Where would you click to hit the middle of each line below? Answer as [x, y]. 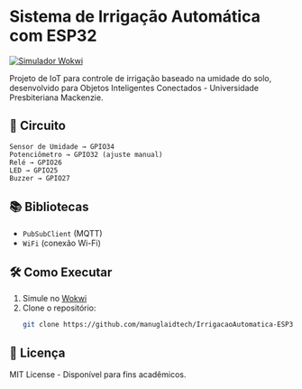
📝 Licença [37, 352]
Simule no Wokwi [55, 299]
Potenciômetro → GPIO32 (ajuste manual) [87, 154]
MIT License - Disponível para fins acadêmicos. [98, 375]
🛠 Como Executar [61, 272]
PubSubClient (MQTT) [62, 233]
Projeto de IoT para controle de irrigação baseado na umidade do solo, [141, 78]
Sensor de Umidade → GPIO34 [62, 146]
